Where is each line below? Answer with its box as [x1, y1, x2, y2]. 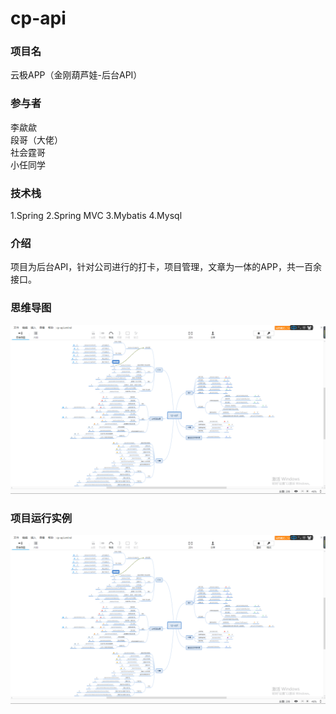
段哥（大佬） [10, 133, 63, 146]
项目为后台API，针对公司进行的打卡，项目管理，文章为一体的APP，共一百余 [10, 261, 322, 273]
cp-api [10, 7, 67, 30]
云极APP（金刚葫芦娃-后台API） [10, 69, 143, 81]
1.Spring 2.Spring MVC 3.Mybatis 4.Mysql [10, 210, 183, 222]
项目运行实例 [10, 511, 73, 525]
